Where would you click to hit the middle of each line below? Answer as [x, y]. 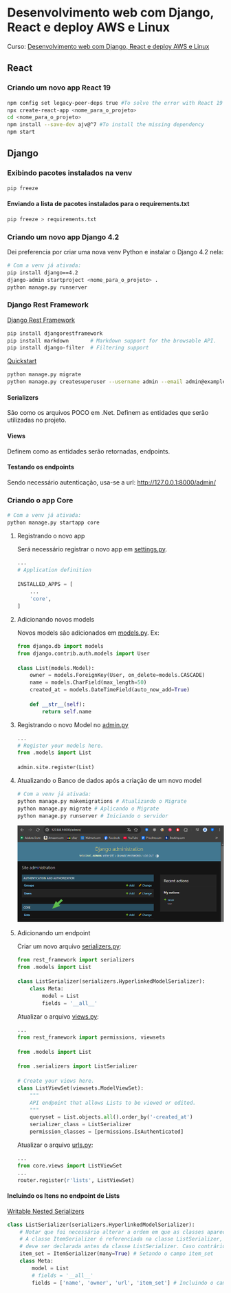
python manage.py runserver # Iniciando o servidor [92, 816]
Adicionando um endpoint [54, 933]
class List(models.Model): [56, 668]
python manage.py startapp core [53, 522]
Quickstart [22, 361]
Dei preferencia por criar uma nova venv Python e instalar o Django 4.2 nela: [115, 252]
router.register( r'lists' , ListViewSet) [76, 1180]
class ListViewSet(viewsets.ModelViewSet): [80, 1088]
